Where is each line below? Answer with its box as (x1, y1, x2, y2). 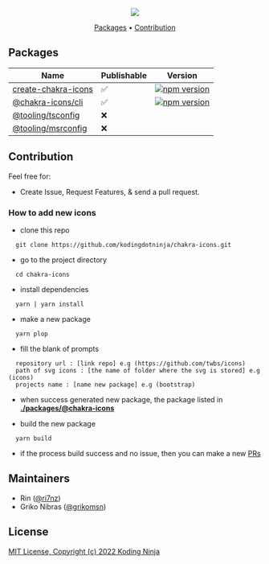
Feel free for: (8, 171, 51, 181)
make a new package (19, 314, 91, 323)
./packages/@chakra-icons (19, 403, 115, 413)
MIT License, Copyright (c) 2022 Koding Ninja (8, 546, 161, 556)
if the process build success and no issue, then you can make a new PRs (19, 448, 261, 458)
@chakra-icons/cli (12, 97, 84, 108)
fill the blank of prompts (19, 344, 99, 353)
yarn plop (15, 330, 48, 338)
